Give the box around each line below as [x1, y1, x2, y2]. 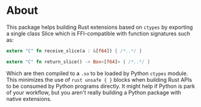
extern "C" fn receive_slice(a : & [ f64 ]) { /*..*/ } [6, 47, 142, 54]
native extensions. [6, 95, 52, 102]
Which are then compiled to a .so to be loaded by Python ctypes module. [6, 70, 188, 77]
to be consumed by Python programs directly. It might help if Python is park [6, 82, 196, 90]
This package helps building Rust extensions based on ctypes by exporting [6, 23, 193, 31]
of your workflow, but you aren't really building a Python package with [6, 88, 182, 96]
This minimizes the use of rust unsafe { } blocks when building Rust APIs [6, 76, 193, 83]
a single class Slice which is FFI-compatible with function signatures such [6, 29, 191, 37]
